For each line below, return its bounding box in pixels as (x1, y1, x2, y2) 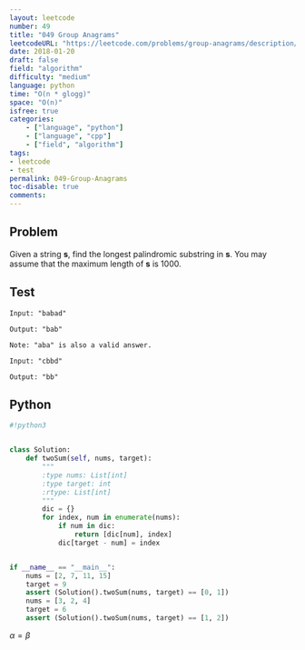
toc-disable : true (9, 183, 79, 192)
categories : (9, 115, 54, 124)
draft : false (9, 55, 59, 65)
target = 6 (25, 605, 67, 615)
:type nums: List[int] (42, 470, 128, 480)
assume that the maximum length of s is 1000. (9, 258, 182, 269)
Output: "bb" (9, 372, 59, 382)
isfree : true (9, 106, 59, 115)
